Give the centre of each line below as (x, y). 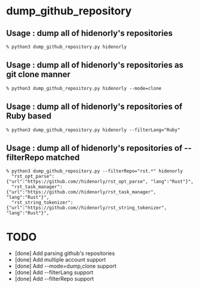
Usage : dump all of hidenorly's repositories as (95, 65)
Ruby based (29, 116)
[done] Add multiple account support (60, 260)
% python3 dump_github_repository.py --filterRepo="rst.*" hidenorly (95, 171)
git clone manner (38, 75)
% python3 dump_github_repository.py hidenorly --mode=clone (84, 88)
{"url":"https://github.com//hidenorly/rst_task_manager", (81, 192)
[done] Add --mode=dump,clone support (65, 266)
